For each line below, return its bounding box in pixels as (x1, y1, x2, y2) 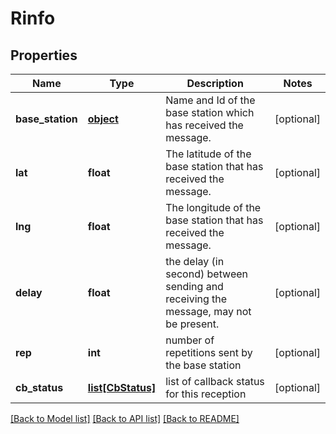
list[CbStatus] (87, 381, 157, 394)
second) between (165, 267, 249, 281)
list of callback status (165, 375, 265, 388)
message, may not (165, 305, 252, 318)
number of (165, 333, 215, 347)
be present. (165, 317, 220, 331)
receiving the (165, 292, 228, 306)
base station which (165, 106, 255, 119)
